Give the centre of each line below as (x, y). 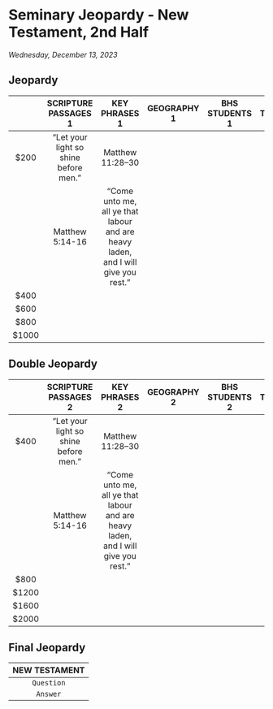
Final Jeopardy (47, 647)
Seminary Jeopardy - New (99, 15)
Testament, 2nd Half (78, 32)
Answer (49, 694)
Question (49, 683)
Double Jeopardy (53, 364)
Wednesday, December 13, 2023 (63, 54)
